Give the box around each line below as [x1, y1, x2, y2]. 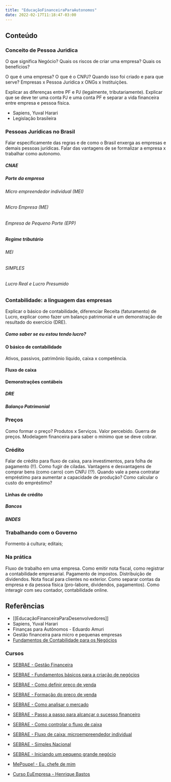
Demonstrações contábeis [5, 379, 63, 385]
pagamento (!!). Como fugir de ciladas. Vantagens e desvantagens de [5, 464, 152, 470]
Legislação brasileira [12, 115, 57, 122]
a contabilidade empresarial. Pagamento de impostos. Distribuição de [5, 570, 152, 577]
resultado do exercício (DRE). [5, 319, 67, 326]
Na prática [5, 553, 32, 560]
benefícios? [5, 64, 30, 70]
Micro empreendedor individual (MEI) [5, 188, 84, 194]
